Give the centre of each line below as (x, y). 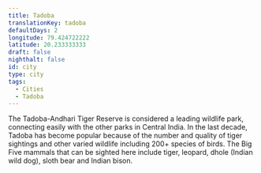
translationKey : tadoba (47, 23)
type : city (26, 74)
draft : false (30, 52)
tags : (17, 81)
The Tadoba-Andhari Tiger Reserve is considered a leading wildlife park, (126, 118)
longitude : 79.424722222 (49, 38)
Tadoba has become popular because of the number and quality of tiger (125, 136)
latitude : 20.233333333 (47, 45)
